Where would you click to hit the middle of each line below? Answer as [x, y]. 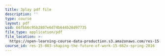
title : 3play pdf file [28, 9]
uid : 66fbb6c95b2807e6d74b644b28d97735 [46, 28]
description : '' [22, 14]
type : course [18, 19]
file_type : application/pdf [34, 32]
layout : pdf [17, 23]
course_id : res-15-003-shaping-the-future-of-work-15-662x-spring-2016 [80, 46]
